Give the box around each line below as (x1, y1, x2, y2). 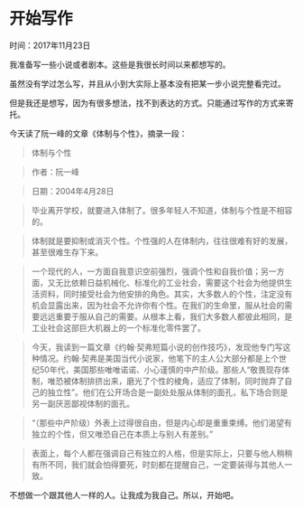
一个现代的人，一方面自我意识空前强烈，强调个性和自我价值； (31, 266, 262, 277)
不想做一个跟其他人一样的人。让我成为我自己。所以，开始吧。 (9, 489, 239, 500)
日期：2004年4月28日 (31, 185, 115, 196)
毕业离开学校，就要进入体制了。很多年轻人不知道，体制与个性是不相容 (31, 204, 293, 215)
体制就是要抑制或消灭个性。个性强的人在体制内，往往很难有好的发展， (31, 235, 293, 246)
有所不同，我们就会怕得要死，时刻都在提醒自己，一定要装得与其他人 (31, 458, 285, 470)
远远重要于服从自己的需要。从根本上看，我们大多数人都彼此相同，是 (39, 311, 293, 322)
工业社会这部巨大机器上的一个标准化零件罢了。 (31, 322, 206, 333)
